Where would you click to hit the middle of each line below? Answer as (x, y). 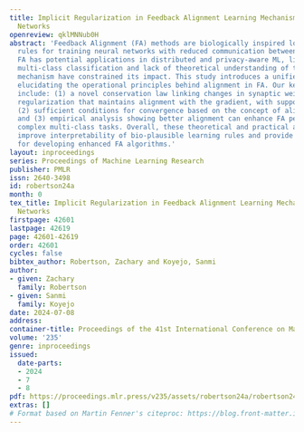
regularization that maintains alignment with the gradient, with (145, 102)
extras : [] (30, 405)
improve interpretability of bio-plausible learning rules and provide (156, 136)
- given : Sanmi (38, 295)
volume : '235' (36, 338)
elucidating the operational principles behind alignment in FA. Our (151, 85)
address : (26, 321)
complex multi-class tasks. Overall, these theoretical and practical (153, 128)
